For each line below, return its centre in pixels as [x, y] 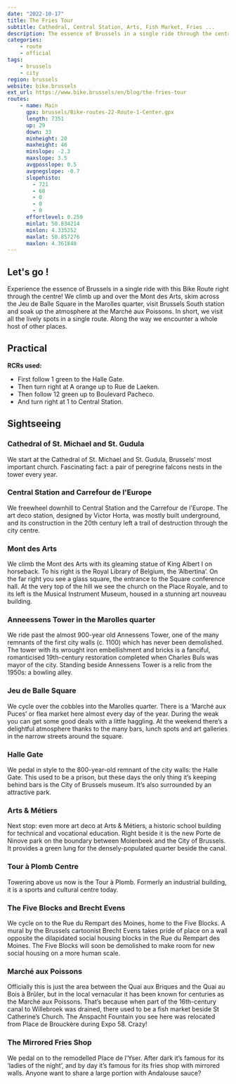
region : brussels [33, 79]
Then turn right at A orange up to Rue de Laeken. [88, 386]
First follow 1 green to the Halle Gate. [71, 379]
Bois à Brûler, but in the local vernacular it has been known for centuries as [116, 994]
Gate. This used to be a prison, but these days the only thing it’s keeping [112, 777]
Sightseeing [34, 424]
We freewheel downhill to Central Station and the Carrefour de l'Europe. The [118, 508]
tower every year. [33, 474]
